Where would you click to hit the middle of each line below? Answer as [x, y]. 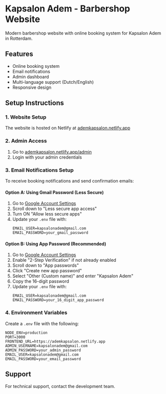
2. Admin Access [26, 141]
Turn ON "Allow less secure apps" [47, 214]
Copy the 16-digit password [41, 281]
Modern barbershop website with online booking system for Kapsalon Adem [83, 33]
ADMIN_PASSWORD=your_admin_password [43, 350]
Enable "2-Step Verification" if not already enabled [64, 260]
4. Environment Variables [36, 313]
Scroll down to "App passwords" [45, 265]
